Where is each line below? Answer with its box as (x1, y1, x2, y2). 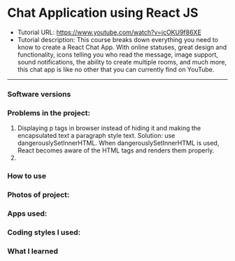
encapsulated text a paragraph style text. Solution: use (17, 132, 176, 140)
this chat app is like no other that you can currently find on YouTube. (17, 65, 215, 73)
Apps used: (7, 209, 48, 218)
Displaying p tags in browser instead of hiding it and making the (17, 124, 201, 132)
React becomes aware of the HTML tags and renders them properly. (17, 146, 215, 155)
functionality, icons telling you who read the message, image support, (17, 50, 219, 59)
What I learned (7, 246, 58, 256)
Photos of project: (7, 190, 70, 199)
